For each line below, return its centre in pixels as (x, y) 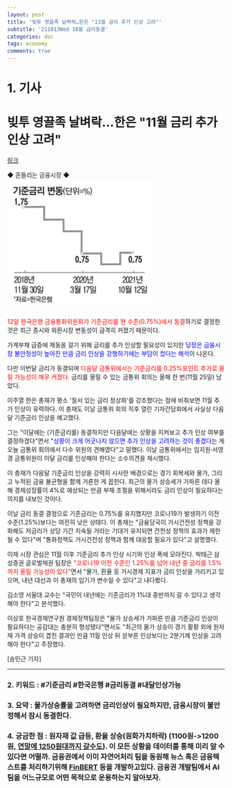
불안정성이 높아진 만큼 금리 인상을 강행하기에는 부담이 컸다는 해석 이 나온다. (115, 354)
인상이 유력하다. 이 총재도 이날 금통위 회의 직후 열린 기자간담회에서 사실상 (113, 409)
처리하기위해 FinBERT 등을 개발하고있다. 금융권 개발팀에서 (120, 767)
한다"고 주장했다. (42, 644)
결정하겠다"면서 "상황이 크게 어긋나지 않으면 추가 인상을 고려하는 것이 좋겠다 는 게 (116, 441)
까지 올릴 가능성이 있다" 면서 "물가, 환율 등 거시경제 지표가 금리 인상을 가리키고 (112, 571)
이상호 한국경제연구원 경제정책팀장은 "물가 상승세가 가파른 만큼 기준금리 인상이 (113, 619)
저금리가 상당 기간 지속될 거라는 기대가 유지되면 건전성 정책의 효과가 (117, 531)
